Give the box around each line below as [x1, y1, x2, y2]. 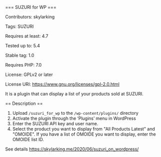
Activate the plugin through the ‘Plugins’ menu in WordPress [12, 115, 136, 121]
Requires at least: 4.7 [5, 33, 48, 39]
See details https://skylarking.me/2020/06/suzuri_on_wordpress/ [5, 146, 139, 152]
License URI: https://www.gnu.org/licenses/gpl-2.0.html [5, 81, 120, 87]
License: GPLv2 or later [5, 72, 53, 78]
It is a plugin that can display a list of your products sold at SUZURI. [5, 91, 144, 96]
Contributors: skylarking [5, 14, 55, 19]
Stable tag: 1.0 [5, 52, 34, 58]
